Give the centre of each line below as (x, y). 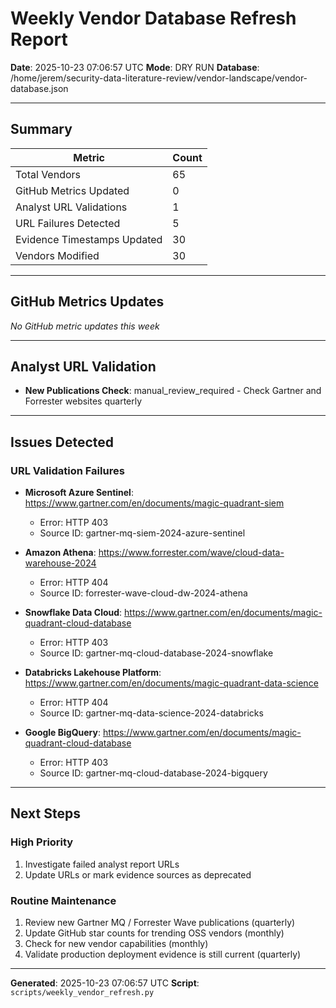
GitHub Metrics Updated (72, 190)
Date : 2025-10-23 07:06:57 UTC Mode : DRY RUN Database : (135, 67)
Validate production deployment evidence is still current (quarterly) (163, 954)
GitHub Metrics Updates (87, 302)
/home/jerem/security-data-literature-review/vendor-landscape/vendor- (159, 78)
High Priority (42, 842)
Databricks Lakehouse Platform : (93, 673)
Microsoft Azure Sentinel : (79, 493)
